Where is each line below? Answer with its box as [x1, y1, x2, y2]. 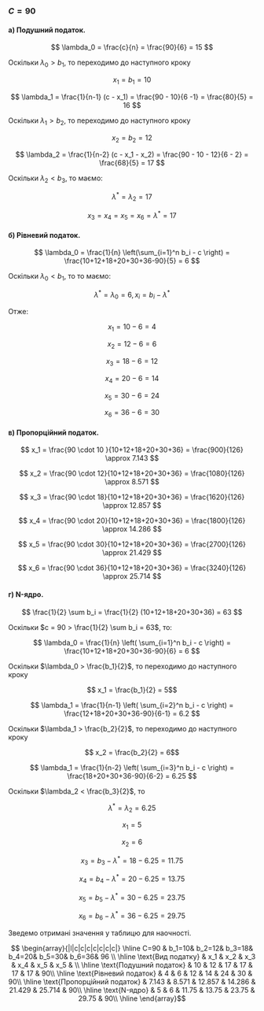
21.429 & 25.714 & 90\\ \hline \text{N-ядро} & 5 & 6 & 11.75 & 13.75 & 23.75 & [9, 985, 255, 994]
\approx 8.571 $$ [104, 477, 159, 487]
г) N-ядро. [8, 590, 44, 599]
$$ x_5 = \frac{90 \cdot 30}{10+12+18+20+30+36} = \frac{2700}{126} [18, 539, 246, 549]
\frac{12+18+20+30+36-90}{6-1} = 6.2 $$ [64, 709, 200, 718]
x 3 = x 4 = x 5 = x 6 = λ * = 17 [87, 209, 177, 222]
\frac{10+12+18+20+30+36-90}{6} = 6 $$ [64, 646, 200, 655]
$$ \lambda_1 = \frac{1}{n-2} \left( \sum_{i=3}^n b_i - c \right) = [30, 762, 234, 772]
